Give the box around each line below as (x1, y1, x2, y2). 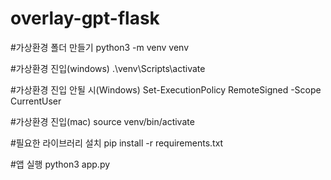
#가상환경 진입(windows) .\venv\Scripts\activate (10, 62, 206, 74)
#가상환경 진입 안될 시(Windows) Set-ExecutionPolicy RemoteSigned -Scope (10, 83, 322, 96)
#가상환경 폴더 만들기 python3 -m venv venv (10, 41, 190, 53)
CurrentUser (10, 95, 62, 107)
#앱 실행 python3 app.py (10, 158, 111, 170)
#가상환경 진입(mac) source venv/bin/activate (10, 115, 195, 127)
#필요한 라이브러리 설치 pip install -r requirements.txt (10, 137, 224, 149)
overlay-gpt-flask (10, 7, 160, 30)
